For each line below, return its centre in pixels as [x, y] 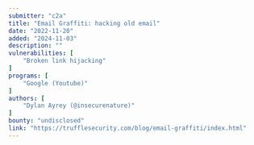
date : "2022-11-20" [41, 31]
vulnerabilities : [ [41, 53]
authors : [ [27, 98]
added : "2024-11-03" [43, 38]
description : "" [35, 46]
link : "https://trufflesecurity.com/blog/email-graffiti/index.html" [128, 128]
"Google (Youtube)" [56, 83]
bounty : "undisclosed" [46, 121]
